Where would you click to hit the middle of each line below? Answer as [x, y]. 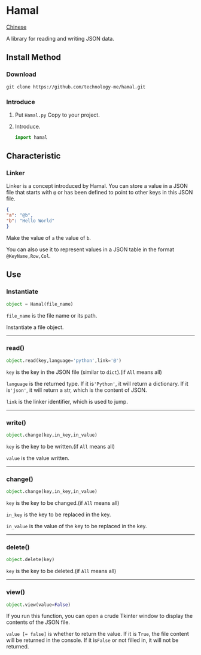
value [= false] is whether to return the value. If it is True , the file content [98, 634]
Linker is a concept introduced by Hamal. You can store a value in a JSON [97, 186]
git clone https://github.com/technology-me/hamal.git [76, 87]
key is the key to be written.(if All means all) [61, 446]
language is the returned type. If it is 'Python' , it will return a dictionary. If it [97, 383]
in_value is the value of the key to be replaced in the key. [77, 526]
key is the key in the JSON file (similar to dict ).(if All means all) [84, 372]
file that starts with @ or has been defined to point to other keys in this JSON [100, 193]
